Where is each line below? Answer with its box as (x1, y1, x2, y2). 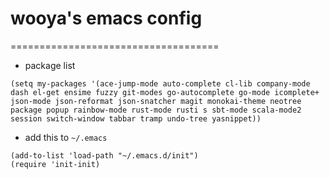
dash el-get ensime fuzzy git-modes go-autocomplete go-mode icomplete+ (10, 87, 320, 97)
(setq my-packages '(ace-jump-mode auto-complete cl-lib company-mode (10, 78, 311, 89)
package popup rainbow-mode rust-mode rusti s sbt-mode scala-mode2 (10, 105, 302, 115)
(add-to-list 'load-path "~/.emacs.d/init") (10, 150, 199, 161)
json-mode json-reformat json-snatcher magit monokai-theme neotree (10, 96, 302, 106)
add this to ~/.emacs (24, 131, 108, 143)
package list (24, 59, 76, 71)
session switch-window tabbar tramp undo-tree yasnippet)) (10, 113, 262, 124)
